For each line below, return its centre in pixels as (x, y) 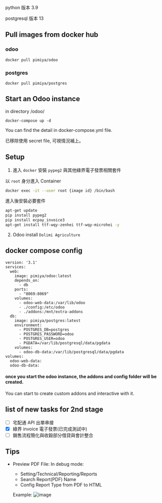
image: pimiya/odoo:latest (43, 276)
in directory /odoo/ (25, 111)
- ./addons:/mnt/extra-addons (51, 312)
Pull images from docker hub (52, 35)
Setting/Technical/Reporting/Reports (59, 474)
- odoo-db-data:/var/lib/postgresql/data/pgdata (71, 352)
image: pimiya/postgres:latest (48, 321)
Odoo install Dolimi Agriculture (46, 235)
